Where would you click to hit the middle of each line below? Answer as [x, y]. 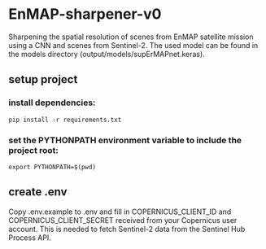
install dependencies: [52, 103]
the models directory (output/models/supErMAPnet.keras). [107, 54]
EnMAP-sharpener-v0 [85, 14]
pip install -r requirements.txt [65, 120]
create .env [38, 192]
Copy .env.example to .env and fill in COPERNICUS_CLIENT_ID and [120, 212]
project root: [34, 150]
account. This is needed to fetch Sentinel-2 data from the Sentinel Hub [127, 229]
